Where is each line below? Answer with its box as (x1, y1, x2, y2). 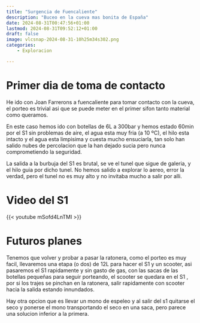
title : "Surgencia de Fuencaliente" (6, 8, 98, 15)
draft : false (6, 31, 39, 37)
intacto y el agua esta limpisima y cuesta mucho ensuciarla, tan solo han (6, 135, 185, 142)
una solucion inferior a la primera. (6, 310, 89, 317)
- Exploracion (17, 48, 52, 54)
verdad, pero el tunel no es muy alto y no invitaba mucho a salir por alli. (6, 172, 183, 179)
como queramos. (6, 111, 49, 118)
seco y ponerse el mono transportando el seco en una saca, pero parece (6, 303, 186, 311)
